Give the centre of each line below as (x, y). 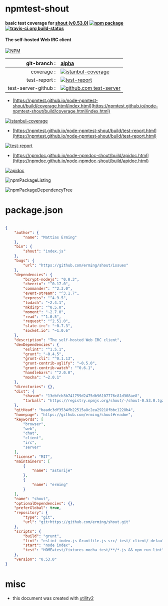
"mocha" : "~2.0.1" (42, 377)
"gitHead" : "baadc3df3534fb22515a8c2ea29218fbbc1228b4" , (75, 410)
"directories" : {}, (34, 387)
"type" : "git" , (39, 518)
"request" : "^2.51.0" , (47, 321)
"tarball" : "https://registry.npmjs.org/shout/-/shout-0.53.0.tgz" (95, 401)
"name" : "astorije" (52, 471)
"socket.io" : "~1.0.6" (47, 331)
